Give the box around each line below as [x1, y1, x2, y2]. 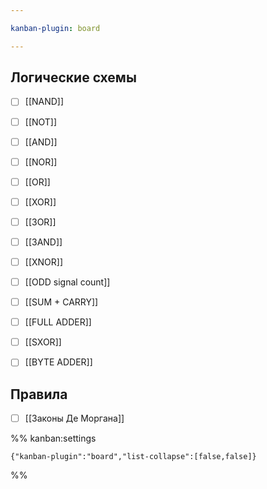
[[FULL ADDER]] [24, 316, 92, 328]
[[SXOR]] [24, 336, 62, 348]
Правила [10, 386, 68, 403]
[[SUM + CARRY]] [24, 296, 99, 308]
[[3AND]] [24, 236, 63, 248]
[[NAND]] [24, 96, 65, 108]
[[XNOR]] [24, 256, 64, 268]
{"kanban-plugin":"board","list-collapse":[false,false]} [10, 452, 257, 462]
